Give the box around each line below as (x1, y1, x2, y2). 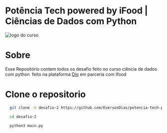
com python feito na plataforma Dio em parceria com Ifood (5, 71, 127, 77)
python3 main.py (9, 123, 43, 128)
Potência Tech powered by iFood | (5, 5, 148, 16)
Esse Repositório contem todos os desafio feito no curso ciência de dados (5, 66, 158, 72)
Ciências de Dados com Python (5, 15, 137, 27)
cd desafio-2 (9, 114, 37, 119)
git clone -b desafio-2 (9, 105, 59, 110)
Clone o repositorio (5, 89, 86, 100)
